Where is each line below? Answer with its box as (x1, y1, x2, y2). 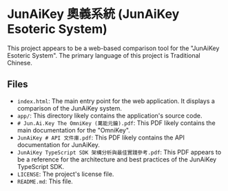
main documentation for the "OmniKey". (17, 126, 131, 134)
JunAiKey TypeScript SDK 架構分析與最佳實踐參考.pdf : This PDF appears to (17, 148, 222, 156)
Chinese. (7, 58, 32, 67)
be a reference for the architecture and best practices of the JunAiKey (17, 155, 217, 164)
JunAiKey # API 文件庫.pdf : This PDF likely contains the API (17, 133, 185, 142)
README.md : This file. (17, 177, 74, 186)
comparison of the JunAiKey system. (17, 104, 123, 112)
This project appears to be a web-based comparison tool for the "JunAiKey (7, 44, 220, 52)
